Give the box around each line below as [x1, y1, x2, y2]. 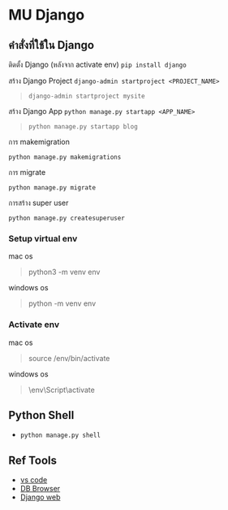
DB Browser [19, 484, 61, 494]
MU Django [8, 6, 85, 24]
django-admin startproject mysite [28, 92, 145, 100]
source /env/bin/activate [28, 353, 110, 363]
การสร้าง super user [8, 198, 69, 207]
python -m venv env [28, 299, 96, 308]
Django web [19, 492, 61, 502]
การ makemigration [8, 137, 71, 146]
